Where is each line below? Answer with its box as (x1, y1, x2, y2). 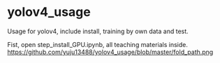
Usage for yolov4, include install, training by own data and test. (7, 27, 189, 35)
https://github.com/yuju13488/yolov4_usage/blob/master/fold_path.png (7, 48, 214, 56)
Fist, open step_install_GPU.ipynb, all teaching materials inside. (7, 40, 189, 48)
